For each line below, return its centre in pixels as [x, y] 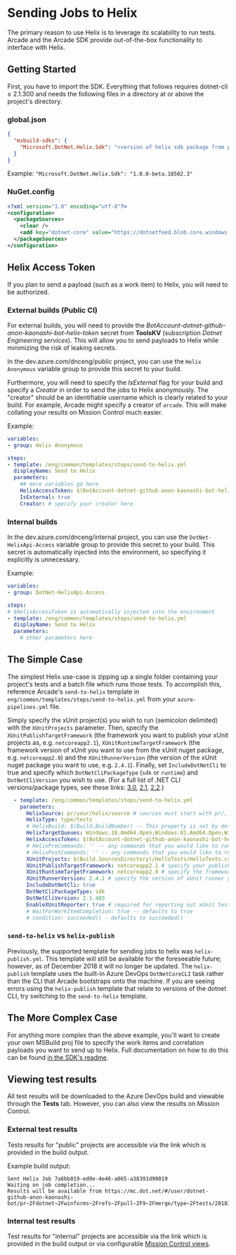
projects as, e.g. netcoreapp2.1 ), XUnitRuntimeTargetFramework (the [104, 742]
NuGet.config [31, 192]
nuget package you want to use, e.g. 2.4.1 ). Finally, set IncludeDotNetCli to [117, 765]
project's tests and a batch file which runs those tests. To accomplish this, [114, 684]
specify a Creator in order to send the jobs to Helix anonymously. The [108, 390]
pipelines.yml [28, 707]
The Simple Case [45, 659]
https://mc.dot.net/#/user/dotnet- [157, 1191]
